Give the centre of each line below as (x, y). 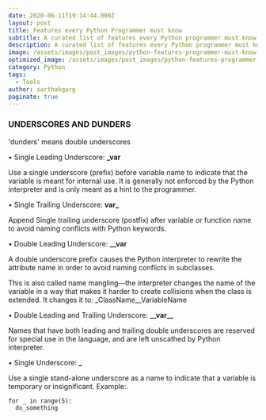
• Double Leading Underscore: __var (68, 243)
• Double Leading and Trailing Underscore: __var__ (91, 315)
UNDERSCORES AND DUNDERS (70, 124)
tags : (17, 74)
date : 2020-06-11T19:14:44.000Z (61, 15)
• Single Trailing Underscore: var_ (64, 204)
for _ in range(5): (40, 401)
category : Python (37, 67)
